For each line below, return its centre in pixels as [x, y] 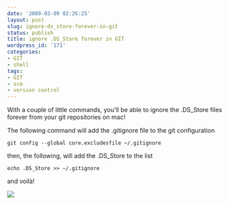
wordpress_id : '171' [37, 45]
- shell [18, 65]
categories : [24, 52]
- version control [33, 90]
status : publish [30, 33]
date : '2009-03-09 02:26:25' [49, 13]
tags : [15, 71]
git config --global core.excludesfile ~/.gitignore [84, 143]
